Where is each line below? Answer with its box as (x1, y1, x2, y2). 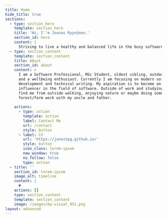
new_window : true (23, 151, 59, 156)
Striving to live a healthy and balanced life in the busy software (18, 44, 164, 49)
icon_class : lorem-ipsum (23, 146, 75, 151)
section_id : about (14, 63, 52, 68)
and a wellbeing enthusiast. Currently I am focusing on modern (18, 77, 155, 82)
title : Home (5, 7, 30, 12)
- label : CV (18, 132, 43, 137)
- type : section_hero (9, 21, 55, 26)
